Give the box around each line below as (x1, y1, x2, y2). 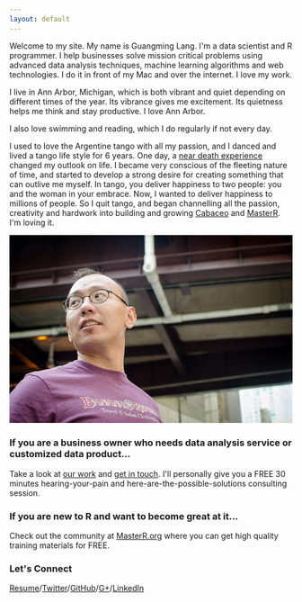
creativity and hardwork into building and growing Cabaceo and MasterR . (9, 207, 280, 218)
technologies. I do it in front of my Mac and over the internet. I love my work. (9, 68, 293, 80)
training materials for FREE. (9, 540, 111, 551)
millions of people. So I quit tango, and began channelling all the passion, (9, 198, 280, 209)
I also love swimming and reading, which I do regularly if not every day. (9, 122, 272, 134)
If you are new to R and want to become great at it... (9, 509, 239, 522)
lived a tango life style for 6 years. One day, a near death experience (9, 149, 263, 161)
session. (9, 487, 40, 499)
